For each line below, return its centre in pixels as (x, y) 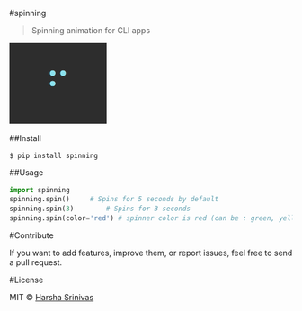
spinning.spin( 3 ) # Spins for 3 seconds (100, 209)
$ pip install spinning (54, 155)
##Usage (27, 172)
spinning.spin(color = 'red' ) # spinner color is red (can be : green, (142, 218)
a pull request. (36, 262)
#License (27, 280)
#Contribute (31, 235)
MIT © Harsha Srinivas (52, 297)
